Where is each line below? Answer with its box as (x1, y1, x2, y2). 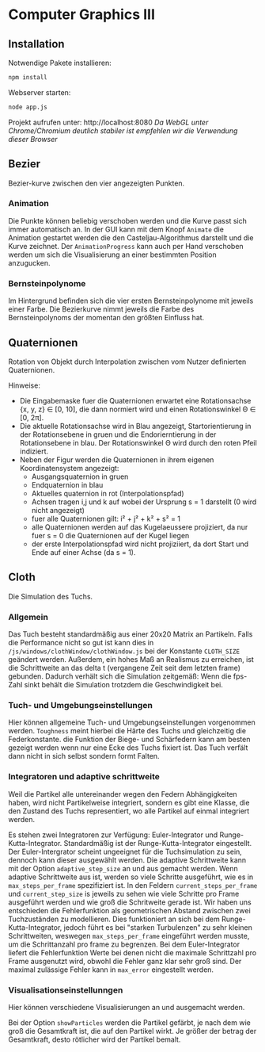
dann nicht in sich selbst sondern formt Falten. (8, 752, 160, 761)
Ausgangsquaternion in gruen (31, 472, 129, 481)
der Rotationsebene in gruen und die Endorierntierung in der (19, 430, 217, 439)
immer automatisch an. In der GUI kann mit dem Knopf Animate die (8, 224, 224, 234)
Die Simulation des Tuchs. (8, 591, 93, 601)
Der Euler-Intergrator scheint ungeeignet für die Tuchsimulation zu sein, (8, 847, 243, 856)
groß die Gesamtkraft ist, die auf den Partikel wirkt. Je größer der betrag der (8, 1026, 257, 1035)
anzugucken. (8, 258, 51, 267)
